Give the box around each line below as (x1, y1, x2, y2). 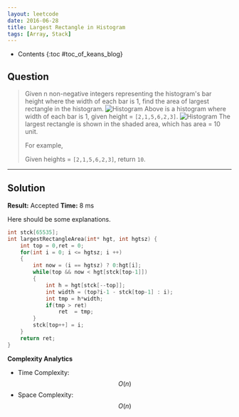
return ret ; (20, 334, 55, 342)
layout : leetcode (7, 10, 59, 18)
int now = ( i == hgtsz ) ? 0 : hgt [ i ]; (33, 262, 142, 269)
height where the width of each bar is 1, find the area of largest (24, 97, 210, 105)
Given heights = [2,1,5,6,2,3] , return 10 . (24, 155, 146, 164)
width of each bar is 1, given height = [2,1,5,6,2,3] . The (24, 112, 231, 121)
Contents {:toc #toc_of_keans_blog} (17, 50, 123, 58)
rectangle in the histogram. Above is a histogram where (24, 105, 226, 113)
